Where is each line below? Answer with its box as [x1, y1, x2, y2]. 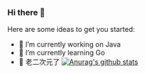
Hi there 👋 [7, 7, 46, 18]
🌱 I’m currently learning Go [18, 48, 105, 58]
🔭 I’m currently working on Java [18, 40, 122, 49]
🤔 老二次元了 [18, 58, 60, 67]
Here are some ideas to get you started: [7, 25, 136, 34]
